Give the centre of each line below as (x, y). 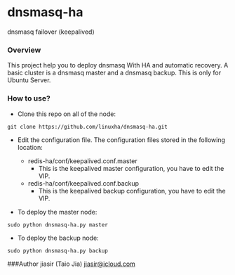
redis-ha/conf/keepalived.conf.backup (83, 183)
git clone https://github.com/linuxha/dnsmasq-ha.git (88, 127)
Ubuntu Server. (29, 80)
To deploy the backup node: (58, 238)
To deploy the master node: (57, 212)
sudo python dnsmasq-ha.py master (58, 225)
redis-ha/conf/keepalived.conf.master (83, 161)
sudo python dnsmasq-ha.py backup (58, 250)
